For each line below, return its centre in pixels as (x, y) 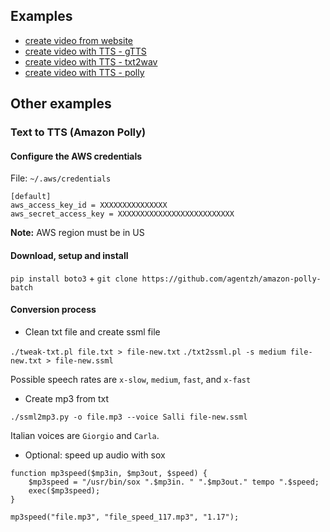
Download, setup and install (69, 255)
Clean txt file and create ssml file (92, 331)
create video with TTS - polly (84, 72)
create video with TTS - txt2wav (91, 61)
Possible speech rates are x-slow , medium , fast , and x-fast (131, 379)
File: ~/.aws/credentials (61, 178)
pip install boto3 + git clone (74, 278)
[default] (31, 197)
